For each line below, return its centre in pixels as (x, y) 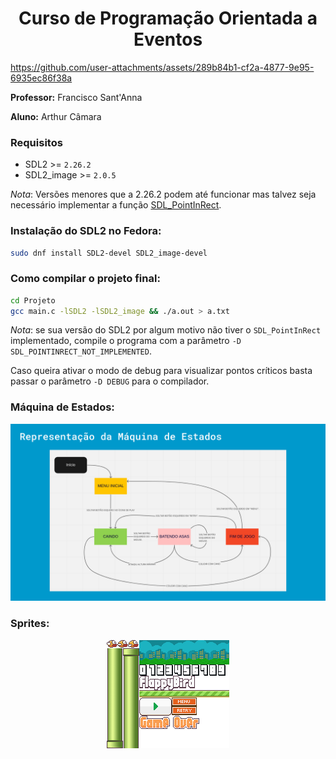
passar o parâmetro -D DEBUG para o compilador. (110, 381)
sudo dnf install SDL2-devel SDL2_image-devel (109, 253)
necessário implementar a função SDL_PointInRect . (116, 205)
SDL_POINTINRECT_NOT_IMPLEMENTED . (81, 351)
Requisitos (36, 142)
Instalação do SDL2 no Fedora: (86, 231)
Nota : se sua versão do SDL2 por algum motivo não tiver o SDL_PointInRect (166, 330)
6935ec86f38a (41, 78)
